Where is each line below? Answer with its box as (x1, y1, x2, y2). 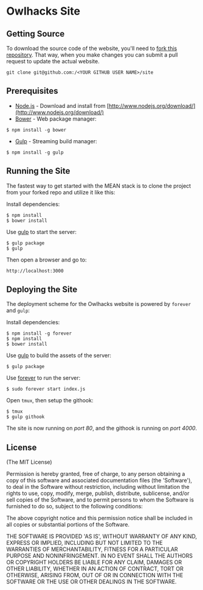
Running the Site (6, 166, 71, 176)
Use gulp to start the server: (6, 228, 77, 235)
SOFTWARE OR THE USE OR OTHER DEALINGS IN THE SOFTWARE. (6, 578, 177, 586)
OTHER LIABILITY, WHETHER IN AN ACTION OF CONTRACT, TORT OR (6, 565, 184, 572)
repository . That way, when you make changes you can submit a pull (6, 51, 178, 59)
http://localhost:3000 (6, 268, 64, 274)
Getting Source (6, 29, 65, 39)
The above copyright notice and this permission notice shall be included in (6, 514, 193, 522)
